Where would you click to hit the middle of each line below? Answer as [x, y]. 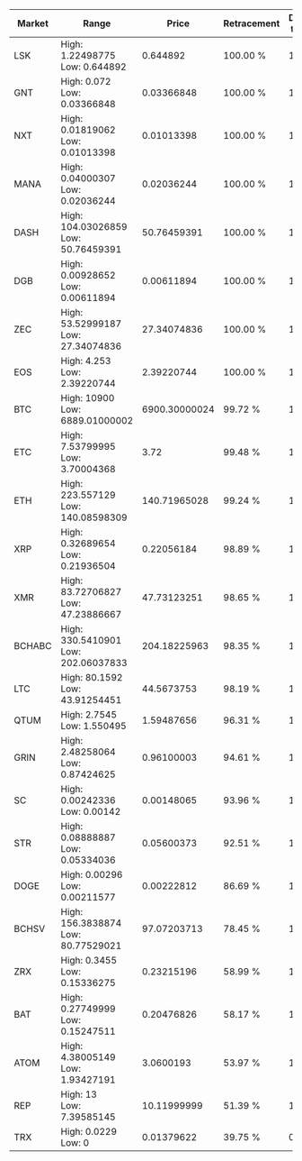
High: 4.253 [86, 361]
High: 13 [79, 1094]
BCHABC [33, 646]
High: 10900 [88, 398]
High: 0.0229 [89, 1132]
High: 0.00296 [92, 875]
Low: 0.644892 [94, 67]
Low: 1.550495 [94, 726]
